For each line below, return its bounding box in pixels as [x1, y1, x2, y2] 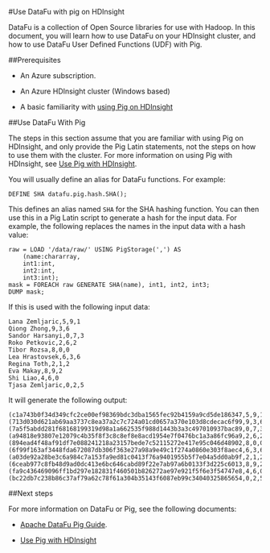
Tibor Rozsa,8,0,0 [8, 346, 70, 354]
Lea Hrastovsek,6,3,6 [8, 353, 81, 361]
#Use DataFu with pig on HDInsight [8, 7, 125, 16]
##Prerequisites [8, 56, 62, 64]
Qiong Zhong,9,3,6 [8, 325, 70, 333]
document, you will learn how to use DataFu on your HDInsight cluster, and [8, 31, 256, 40]
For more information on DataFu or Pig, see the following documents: [8, 504, 237, 513]
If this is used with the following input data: [8, 302, 150, 311]
